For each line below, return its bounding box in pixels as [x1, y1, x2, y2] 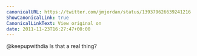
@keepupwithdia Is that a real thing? [6, 43, 97, 50]
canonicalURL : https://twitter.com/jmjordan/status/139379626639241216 [6, 9, 191, 15]
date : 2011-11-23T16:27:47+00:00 [6, 26, 91, 32]
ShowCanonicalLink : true [6, 15, 69, 21]
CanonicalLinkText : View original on [6, 20, 102, 26]
